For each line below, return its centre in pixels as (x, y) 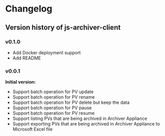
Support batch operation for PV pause (52, 108)
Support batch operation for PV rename (53, 97)
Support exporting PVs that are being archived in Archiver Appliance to (86, 124)
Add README (27, 58)
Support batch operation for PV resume (53, 113)
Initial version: (21, 82)
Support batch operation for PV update (53, 92)
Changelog (29, 9)
